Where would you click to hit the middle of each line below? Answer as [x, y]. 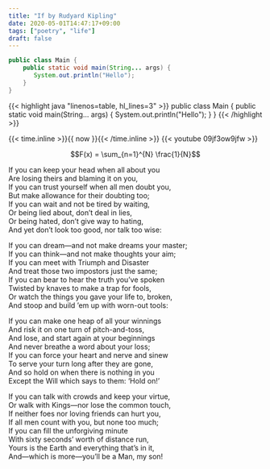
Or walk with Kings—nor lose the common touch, [90, 405]
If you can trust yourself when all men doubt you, [90, 187]
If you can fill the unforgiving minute [69, 430]
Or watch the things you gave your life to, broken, [91, 297]
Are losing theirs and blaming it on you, [73, 178]
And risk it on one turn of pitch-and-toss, [77, 329]
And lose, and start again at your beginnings [82, 338]
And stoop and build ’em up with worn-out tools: [88, 305]
